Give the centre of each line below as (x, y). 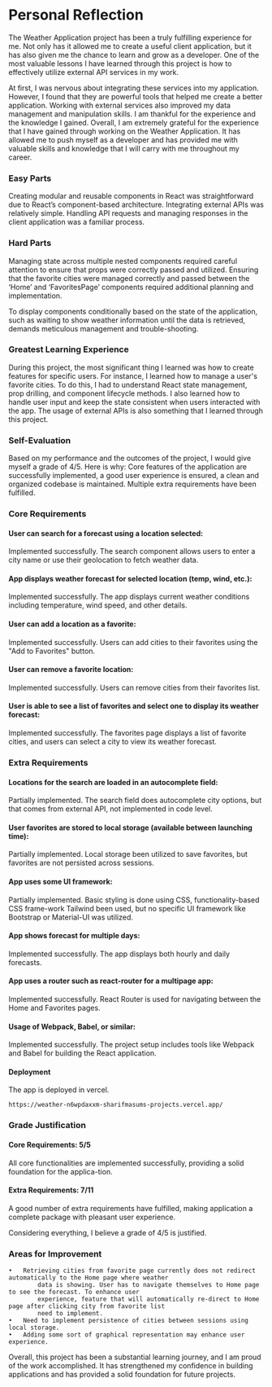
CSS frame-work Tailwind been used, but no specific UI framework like (127, 908)
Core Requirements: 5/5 (50, 1144)
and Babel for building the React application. (82, 1053)
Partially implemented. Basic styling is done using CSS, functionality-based (134, 900)
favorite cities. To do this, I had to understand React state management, (128, 384)
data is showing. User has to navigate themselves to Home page (149, 1285)
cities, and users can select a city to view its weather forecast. (113, 742)
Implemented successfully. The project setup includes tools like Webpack (132, 1045)
